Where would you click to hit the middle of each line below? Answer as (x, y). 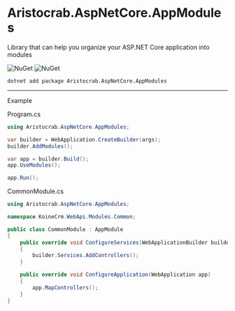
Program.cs (24, 114)
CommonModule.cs (36, 191)
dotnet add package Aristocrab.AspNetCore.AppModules (87, 81)
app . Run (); (23, 178)
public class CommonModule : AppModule (65, 229)
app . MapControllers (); (65, 288)
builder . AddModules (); (40, 146)
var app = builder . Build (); (48, 159)
